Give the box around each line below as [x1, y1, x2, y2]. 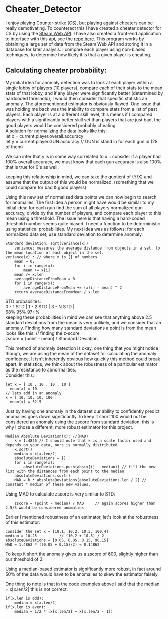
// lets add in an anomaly [5, 390, 62, 396]
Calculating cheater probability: [5, 66, 107, 75]
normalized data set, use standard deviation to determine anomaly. [5, 231, 143, 237]
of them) [5, 144, 23, 150]
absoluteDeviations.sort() [14, 473, 71, 478]
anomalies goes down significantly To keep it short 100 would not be [5, 413, 147, 419]
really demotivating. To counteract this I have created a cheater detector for [5, 25, 162, 31]
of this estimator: [5, 519, 40, 525]
